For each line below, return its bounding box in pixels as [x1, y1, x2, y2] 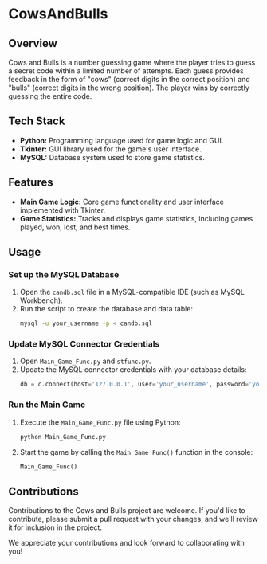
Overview [8, 37, 58, 50]
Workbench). [19, 296, 63, 305]
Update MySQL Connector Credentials [8, 339, 160, 350]
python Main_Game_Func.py [19, 433, 106, 441]
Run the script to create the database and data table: [19, 304, 194, 314]
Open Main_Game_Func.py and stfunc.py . [19, 356, 151, 366]
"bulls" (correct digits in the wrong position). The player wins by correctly [8, 83, 249, 92]
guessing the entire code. [8, 92, 92, 100]
